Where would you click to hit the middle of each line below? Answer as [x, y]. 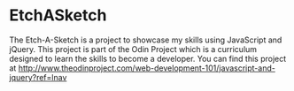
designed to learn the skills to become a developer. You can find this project [148, 58]
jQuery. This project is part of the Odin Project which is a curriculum [133, 49]
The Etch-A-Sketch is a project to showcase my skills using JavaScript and [146, 40]
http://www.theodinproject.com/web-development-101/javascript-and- [147, 68]
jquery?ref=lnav [38, 77]
